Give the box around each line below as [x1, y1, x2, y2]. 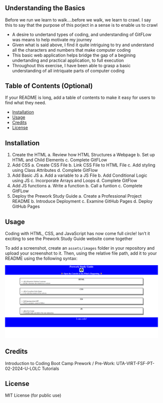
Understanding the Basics [5, 4, 85, 12]
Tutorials [42, 366, 59, 371]
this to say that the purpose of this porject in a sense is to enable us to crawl [5, 22, 158, 28]
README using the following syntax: [5, 256, 78, 261]
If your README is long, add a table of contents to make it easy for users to [5, 94, 156, 101]
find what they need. [5, 100, 47, 106]
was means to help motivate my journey [12, 37, 92, 42]
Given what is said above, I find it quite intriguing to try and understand [12, 42, 154, 48]
